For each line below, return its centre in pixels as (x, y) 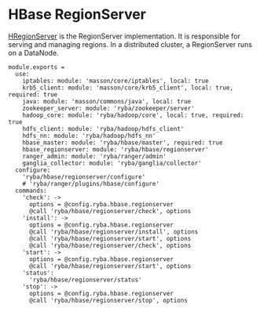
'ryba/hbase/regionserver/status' (86, 280)
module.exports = (37, 67)
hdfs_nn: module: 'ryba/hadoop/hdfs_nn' (89, 136)
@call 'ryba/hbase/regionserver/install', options (114, 232)
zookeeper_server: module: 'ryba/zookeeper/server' (108, 108)
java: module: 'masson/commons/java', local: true (107, 101)
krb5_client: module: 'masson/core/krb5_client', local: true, (128, 88)
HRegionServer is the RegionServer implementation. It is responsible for (125, 36)
